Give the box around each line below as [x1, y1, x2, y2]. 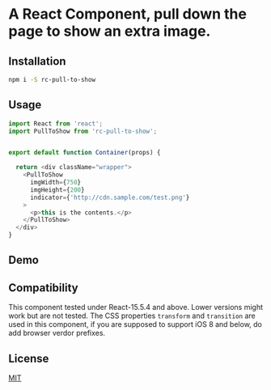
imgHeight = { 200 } [29, 185, 85, 194]
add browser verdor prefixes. [8, 329, 106, 338]
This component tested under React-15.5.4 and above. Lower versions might [8, 303, 264, 312]
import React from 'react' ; [8, 119, 104, 128]
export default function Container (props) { [8, 149, 161, 157]
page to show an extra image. [8, 22, 211, 40]
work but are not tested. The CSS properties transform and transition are [8, 311, 256, 320]
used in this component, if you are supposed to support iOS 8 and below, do [8, 320, 263, 329]
